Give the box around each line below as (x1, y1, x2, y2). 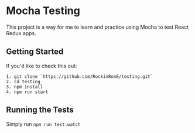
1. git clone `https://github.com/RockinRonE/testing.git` (6, 73, 153, 80)
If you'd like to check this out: (6, 62, 77, 69)
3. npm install (6, 84, 43, 90)
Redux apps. (6, 29, 36, 36)
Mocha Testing (6, 4, 80, 18)
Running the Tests (6, 105, 74, 115)
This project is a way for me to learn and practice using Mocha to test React (6, 23, 189, 30)
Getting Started (6, 47, 64, 57)
